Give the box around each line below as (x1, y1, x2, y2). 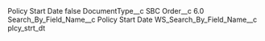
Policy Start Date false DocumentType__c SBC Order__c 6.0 (7, 6, 205, 15)
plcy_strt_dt (7, 23, 46, 33)
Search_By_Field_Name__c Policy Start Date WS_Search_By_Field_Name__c (7, 14, 258, 24)
